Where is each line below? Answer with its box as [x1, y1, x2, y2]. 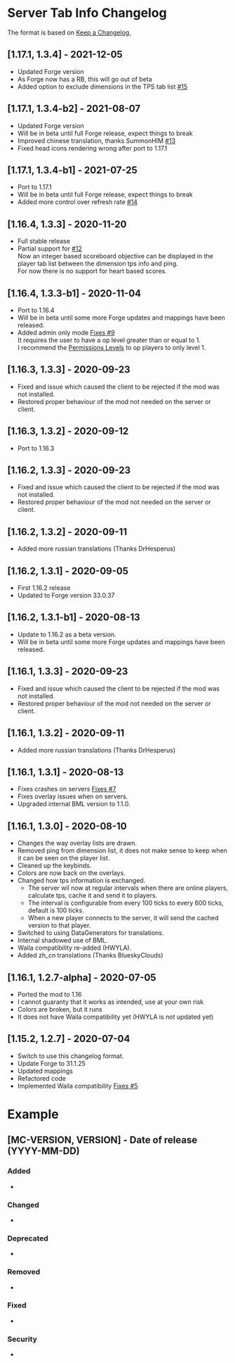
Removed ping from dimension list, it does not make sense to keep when [17, 846, 228, 855]
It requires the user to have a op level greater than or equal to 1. [17, 336, 201, 344]
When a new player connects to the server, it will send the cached [27, 914, 219, 922]
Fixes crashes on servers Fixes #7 [17, 785, 116, 793]
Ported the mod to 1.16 [17, 990, 82, 998]
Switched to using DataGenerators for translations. [17, 929, 164, 937]
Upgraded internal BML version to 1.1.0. [17, 800, 131, 808]
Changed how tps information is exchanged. [17, 877, 146, 885]
